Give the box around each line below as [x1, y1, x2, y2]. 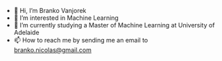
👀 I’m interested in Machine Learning [13, 14, 119, 22]
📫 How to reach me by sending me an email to [13, 36, 148, 44]
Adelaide [13, 28, 40, 36]
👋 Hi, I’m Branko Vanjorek [13, 7, 87, 14]
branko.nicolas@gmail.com [13, 46, 92, 54]
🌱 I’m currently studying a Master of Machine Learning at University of [13, 21, 215, 29]
